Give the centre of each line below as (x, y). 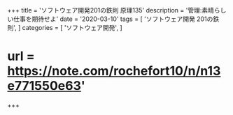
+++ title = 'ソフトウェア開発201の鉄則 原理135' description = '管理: (105, 10)
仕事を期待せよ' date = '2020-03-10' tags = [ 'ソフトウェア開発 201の (113, 19)
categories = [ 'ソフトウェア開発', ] (72, 28)
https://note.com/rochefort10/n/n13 (114, 71)
